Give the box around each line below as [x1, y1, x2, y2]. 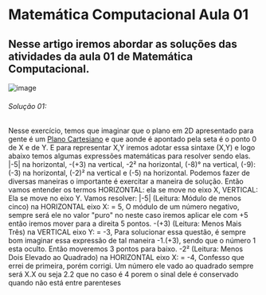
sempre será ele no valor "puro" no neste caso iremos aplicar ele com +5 [8, 211, 248, 220]
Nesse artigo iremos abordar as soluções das [8, 37, 237, 51]
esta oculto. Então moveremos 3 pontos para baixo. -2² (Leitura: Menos [8, 244, 244, 254]
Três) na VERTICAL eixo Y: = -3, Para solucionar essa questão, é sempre [8, 227, 247, 237]
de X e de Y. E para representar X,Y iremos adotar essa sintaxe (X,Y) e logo [8, 143, 256, 153]
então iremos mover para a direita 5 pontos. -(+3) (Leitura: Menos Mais [8, 219, 242, 228]
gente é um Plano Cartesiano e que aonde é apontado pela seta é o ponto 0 [8, 134, 257, 144]
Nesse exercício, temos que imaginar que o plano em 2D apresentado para [8, 126, 254, 136]
